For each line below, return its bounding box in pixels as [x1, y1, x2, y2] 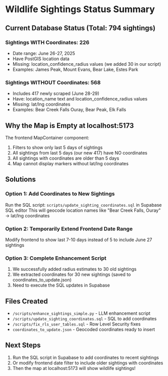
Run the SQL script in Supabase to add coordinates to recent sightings [12, 354, 159, 360]
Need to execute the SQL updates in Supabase [12, 282, 110, 289]
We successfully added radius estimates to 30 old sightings [12, 266, 137, 272]
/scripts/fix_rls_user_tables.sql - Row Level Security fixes [12, 321, 141, 327]
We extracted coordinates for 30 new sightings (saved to [12, 271, 131, 277]
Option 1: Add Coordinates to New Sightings [5, 191, 115, 198]
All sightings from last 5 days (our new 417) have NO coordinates [12, 150, 148, 156]
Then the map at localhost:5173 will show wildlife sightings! [12, 365, 136, 371]
